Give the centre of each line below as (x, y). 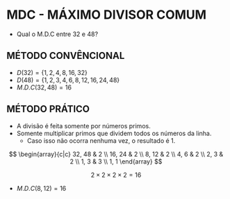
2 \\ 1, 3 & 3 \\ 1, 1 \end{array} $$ (116, 161)
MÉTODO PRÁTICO (48, 109)
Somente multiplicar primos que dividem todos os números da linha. (114, 133)
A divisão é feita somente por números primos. (83, 126)
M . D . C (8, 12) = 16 (41, 188)
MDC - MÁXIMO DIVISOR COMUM (106, 15)
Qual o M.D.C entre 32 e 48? (57, 34)
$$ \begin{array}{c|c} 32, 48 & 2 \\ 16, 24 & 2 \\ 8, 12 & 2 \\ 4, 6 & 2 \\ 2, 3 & (116, 154)
